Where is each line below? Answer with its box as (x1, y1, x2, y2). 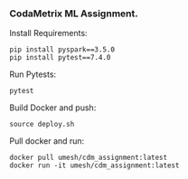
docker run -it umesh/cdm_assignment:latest (9, 161, 180, 170)
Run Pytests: (9, 69, 57, 80)
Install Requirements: (9, 28, 88, 39)
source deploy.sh (9, 120, 75, 129)
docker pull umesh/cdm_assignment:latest (9, 153, 168, 163)
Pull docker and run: (9, 136, 85, 146)
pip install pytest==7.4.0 (9, 53, 111, 62)
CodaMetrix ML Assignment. (9, 7, 138, 20)
